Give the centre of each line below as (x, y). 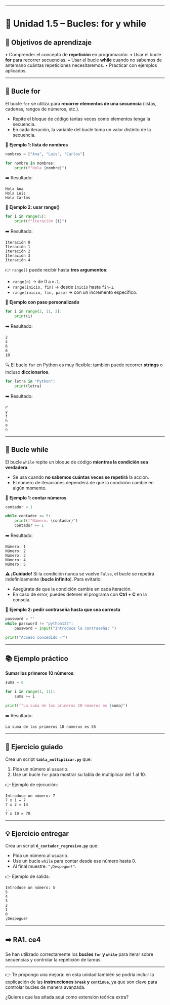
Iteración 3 (18, 256)
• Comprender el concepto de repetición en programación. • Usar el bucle (83, 54)
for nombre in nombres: (30, 163)
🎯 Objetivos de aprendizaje (49, 42)
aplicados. (16, 71)
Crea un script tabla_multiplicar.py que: (49, 759)
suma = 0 (14, 683)
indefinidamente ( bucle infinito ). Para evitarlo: (54, 579)
